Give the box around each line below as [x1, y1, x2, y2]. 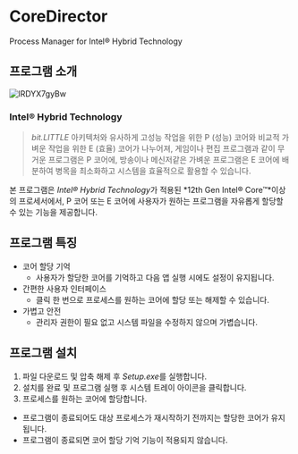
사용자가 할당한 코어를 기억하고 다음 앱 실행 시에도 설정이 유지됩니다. [35, 272, 275, 282]
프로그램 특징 [9, 235, 78, 251]
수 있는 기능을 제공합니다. [9, 207, 98, 218]
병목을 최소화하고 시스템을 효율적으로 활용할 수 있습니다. [55, 165, 252, 176]
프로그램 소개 [9, 64, 78, 80]
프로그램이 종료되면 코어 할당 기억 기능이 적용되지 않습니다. [21, 434, 228, 445]
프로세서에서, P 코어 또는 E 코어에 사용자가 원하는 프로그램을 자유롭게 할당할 [18, 196, 284, 206]
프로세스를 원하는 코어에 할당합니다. [21, 393, 148, 404]
